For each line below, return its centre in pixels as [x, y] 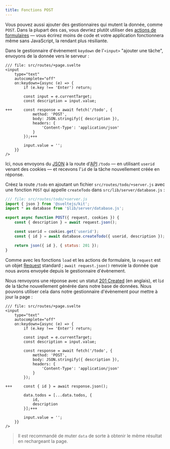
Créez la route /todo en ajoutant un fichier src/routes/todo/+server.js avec [85, 184]
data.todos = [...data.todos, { [58, 395]
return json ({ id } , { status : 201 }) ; [57, 245]
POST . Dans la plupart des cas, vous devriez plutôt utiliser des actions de [81, 30]
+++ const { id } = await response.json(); [57, 386]
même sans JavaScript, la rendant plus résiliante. [57, 41]
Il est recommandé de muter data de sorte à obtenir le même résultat [90, 436]
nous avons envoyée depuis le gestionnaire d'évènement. [66, 271]
